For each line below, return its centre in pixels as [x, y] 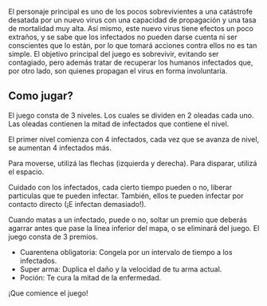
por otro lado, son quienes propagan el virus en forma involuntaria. [118, 71]
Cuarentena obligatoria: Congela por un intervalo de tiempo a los [126, 252]
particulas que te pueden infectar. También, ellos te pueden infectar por [126, 196]
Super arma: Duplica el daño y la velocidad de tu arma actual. [121, 269]
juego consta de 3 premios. [53, 236]
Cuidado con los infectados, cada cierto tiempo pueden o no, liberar [120, 187]
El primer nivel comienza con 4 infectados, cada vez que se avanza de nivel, [134, 139]
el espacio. [26, 172]
